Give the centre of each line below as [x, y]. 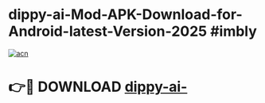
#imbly [233, 31]
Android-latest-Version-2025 [108, 31]
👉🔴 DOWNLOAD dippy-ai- [98, 87]
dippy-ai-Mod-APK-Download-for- [125, 15]
